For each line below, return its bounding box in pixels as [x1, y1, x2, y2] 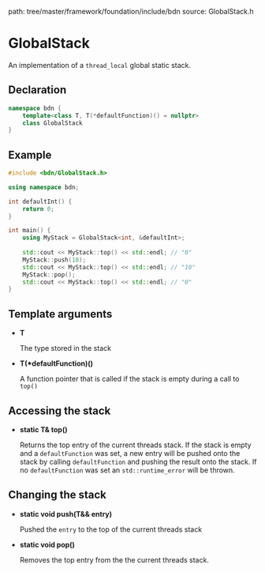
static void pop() [19, 540, 75, 549]
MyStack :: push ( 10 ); [22, 256, 87, 264]
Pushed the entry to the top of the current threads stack [19, 525, 203, 534]
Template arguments [8, 307, 113, 321]
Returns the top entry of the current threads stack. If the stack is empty [19, 440, 252, 450]
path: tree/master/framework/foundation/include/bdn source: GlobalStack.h [8, 7, 254, 16]
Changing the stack [8, 488, 106, 502]
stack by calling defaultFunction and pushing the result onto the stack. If [19, 457, 257, 466]
